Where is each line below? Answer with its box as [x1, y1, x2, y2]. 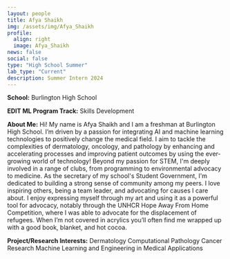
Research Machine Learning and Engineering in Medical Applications [7, 244, 204, 253]
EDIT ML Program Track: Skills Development [7, 107, 135, 115]
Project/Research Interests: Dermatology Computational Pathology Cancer [7, 237, 222, 245]
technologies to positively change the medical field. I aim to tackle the [7, 135, 206, 143]
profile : [7, 29, 32, 37]
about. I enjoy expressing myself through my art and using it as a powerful [7, 194, 219, 202]
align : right [13, 36, 51, 43]
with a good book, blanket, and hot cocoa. [7, 223, 128, 232]
